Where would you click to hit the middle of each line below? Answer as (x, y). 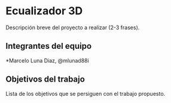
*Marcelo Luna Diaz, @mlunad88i (47, 60)
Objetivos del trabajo (45, 79)
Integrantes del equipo (49, 46)
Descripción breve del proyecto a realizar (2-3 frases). (73, 27)
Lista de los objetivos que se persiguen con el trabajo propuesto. (85, 93)
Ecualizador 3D (44, 11)
